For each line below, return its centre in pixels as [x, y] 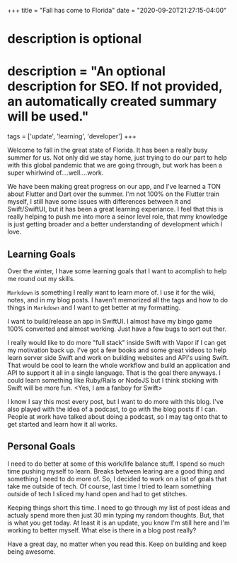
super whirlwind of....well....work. [56, 173]
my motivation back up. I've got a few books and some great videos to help [117, 350]
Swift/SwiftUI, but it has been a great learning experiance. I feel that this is [115, 209]
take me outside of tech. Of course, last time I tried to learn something [110, 486]
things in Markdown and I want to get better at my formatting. [94, 307]
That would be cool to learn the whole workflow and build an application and [119, 365]
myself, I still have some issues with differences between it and [99, 202]
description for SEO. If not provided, [115, 86]
